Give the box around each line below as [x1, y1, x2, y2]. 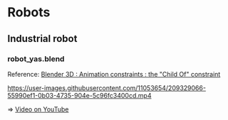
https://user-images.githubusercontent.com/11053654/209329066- [7, 83, 207, 92]
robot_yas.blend [7, 54, 65, 64]
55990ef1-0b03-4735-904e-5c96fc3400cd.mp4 [7, 91, 152, 99]
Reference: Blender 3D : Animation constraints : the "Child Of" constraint [7, 70, 221, 78]
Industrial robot [7, 33, 78, 45]
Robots [7, 4, 51, 21]
